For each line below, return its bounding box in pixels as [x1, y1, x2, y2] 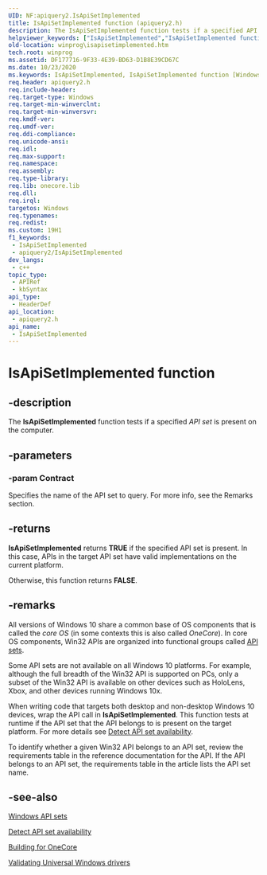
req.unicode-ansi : [8, 137, 69, 146]
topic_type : [8, 271, 48, 279]
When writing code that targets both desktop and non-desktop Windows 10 [8, 701, 255, 711]
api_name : [8, 322, 41, 330]
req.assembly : [8, 167, 56, 175]
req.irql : [8, 197, 41, 205]
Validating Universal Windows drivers [8, 857, 131, 868]
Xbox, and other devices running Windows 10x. [8, 686, 163, 695]
